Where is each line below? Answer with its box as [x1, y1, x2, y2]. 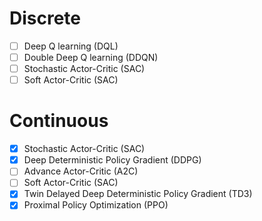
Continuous [9, 110, 109, 132]
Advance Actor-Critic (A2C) [23, 165, 139, 177]
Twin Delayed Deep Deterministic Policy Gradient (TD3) [23, 188, 253, 200]
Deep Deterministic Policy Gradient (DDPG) [23, 154, 202, 166]
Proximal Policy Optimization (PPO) [23, 199, 169, 211]
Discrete [9, 7, 82, 30]
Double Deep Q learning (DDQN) [23, 52, 159, 63]
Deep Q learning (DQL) [23, 40, 119, 52]
